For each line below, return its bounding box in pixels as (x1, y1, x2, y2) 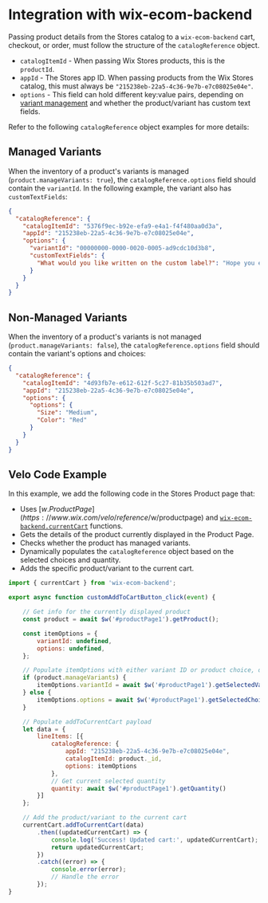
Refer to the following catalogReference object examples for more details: (8, 122, 250, 132)
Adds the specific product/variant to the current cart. (19, 563, 195, 573)
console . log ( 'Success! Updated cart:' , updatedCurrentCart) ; (50, 835, 259, 844)
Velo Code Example (8, 468, 108, 481)
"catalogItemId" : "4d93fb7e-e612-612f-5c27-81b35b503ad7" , (22, 379, 223, 387)
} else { (22, 689, 52, 697)
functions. (89, 521, 124, 531)
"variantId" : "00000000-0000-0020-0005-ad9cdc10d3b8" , (29, 245, 216, 253)
